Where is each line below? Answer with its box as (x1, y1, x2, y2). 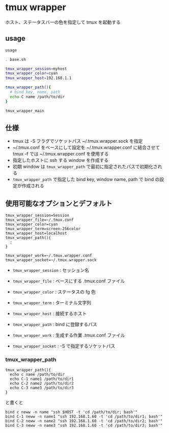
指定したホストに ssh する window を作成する (12, 157, 108, 163)
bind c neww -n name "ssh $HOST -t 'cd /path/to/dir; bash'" (5, 410, 138, 415)
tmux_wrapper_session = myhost (5, 66, 67, 71)
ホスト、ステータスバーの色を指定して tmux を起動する (5, 19, 121, 25)
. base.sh (5, 57, 26, 62)
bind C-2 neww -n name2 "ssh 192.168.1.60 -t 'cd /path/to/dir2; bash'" (5, 419, 163, 424)
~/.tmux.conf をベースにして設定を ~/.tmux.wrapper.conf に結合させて (12, 144, 160, 150)
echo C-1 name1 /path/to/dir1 (10, 376, 74, 381)
